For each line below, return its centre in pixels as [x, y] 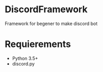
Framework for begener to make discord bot [51, 23]
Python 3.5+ [25, 58]
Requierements [38, 44]
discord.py [23, 64]
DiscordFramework [46, 9]
